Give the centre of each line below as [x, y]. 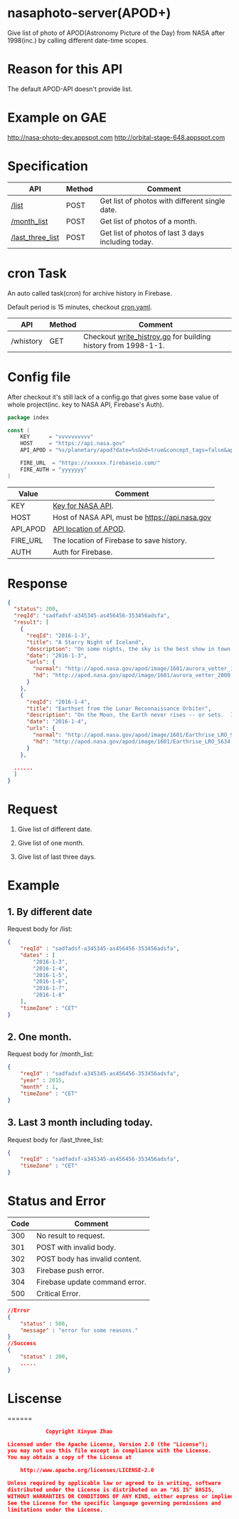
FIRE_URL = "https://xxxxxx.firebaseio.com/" [90, 463]
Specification [48, 166]
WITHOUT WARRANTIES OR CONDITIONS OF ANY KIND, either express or [108, 1496]
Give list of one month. [51, 843]
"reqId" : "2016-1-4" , [58, 702]
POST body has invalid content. [89, 1258]
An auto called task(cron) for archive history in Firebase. [90, 293]
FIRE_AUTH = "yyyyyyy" [54, 469]
